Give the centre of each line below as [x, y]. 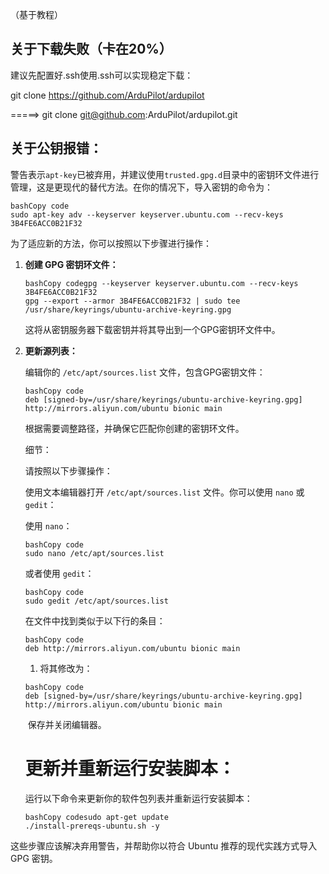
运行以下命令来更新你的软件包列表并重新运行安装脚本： [138, 798]
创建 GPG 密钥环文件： [71, 264]
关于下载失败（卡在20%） [91, 49]
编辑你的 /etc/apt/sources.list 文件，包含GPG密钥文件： [145, 372]
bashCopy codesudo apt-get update [96, 817]
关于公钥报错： [56, 148]
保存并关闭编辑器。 [67, 724]
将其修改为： [66, 668]
